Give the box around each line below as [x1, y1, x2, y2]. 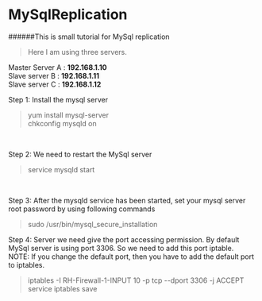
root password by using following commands [8, 204, 156, 214]
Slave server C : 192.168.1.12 [8, 79, 102, 89]
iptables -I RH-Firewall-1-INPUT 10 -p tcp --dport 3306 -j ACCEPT [27, 276, 245, 285]
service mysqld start [27, 164, 95, 174]
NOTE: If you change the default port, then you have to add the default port [8, 252, 255, 261]
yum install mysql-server [27, 110, 110, 120]
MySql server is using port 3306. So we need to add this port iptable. [8, 243, 234, 253]
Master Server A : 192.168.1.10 [8, 62, 107, 72]
